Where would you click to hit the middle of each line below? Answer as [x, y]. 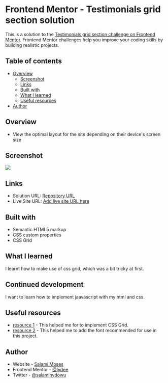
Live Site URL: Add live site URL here [51, 201]
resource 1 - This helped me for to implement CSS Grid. [70, 325]
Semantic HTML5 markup [39, 229]
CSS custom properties [37, 235]
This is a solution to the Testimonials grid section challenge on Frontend [80, 34]
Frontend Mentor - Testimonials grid [83, 9]
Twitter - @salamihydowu [39, 375]
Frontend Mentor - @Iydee [40, 370]
